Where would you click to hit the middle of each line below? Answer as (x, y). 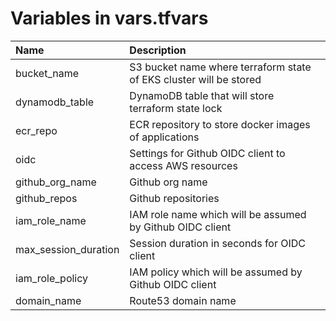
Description (158, 50)
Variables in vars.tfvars (109, 18)
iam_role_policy (52, 278)
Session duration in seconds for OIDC (218, 243)
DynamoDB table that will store (202, 95)
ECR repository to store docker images (220, 124)
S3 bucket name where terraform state (220, 67)
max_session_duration (67, 249)
